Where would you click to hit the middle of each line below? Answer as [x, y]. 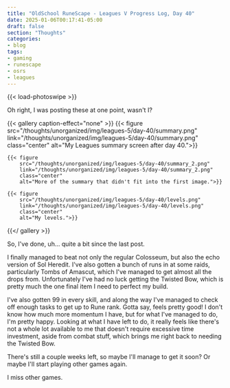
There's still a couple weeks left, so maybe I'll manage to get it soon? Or [109, 357]
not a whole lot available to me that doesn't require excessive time [101, 329]
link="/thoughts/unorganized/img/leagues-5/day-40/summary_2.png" [116, 170]
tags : [15, 52]
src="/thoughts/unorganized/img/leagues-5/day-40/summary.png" [102, 130]
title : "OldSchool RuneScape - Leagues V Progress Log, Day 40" [101, 13]
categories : [24, 39]
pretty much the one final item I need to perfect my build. [88, 286]
